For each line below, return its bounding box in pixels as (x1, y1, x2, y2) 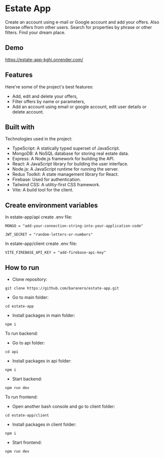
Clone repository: (12, 277, 47, 282)
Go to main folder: (12, 294, 49, 300)
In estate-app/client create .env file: (5, 240, 77, 247)
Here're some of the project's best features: (5, 84, 94, 89)
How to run (5, 263, 40, 272)
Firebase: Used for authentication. (12, 176, 81, 182)
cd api (5, 349, 19, 354)
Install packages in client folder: (12, 421, 77, 427)
